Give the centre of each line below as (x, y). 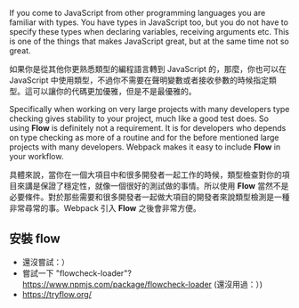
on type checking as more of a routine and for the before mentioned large (144, 138)
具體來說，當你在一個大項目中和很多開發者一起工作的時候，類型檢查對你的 (145, 174)
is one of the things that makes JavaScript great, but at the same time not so (149, 41)
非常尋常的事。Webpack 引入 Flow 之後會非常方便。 (105, 208)
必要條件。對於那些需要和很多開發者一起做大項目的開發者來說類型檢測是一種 (149, 197)
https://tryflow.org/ (57, 294)
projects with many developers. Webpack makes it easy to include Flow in (145, 147)
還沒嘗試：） (45, 262)
